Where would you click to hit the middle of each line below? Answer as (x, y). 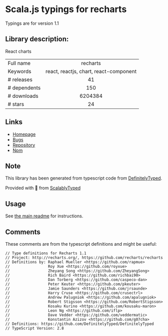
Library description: (37, 39)
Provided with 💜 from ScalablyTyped (43, 188)
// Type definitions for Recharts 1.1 (46, 253)
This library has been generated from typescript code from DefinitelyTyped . (84, 178)
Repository (24, 145)
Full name (19, 63)
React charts (18, 51)
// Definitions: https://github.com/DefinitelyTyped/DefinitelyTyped (80, 324)
